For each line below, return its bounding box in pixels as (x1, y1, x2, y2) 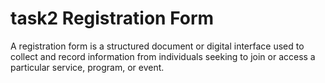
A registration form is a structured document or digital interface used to (10, 40, 305, 52)
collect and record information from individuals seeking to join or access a (10, 50, 316, 62)
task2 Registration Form (10, 7, 215, 30)
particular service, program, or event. (10, 61, 165, 73)
